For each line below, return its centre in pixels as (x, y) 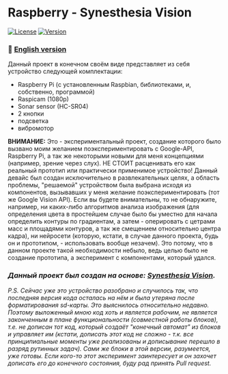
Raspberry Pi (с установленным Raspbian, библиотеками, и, (104, 85)
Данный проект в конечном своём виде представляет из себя (99, 64)
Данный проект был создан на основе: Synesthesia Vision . (112, 276)
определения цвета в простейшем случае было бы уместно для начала (113, 214)
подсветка (33, 121)
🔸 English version (37, 49)
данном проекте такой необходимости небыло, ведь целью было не (108, 250)
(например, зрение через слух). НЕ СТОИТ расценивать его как (102, 163)
